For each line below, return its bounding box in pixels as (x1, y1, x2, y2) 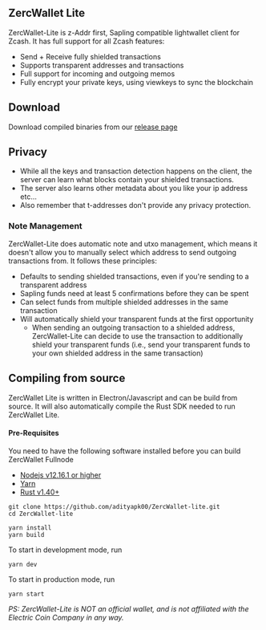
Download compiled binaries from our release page (8, 122, 178, 132)
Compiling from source (8, 372, 126, 385)
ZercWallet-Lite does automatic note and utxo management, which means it (8, 238, 258, 248)
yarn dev (8, 560, 38, 568)
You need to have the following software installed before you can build (8, 445, 241, 456)
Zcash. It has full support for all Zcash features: (8, 36, 165, 46)
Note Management (8, 221, 83, 232)
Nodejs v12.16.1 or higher (19, 469, 102, 480)
